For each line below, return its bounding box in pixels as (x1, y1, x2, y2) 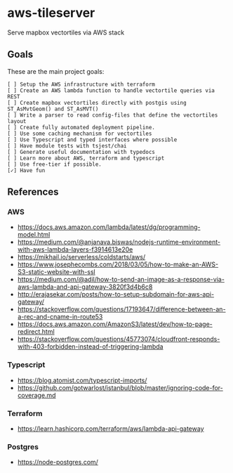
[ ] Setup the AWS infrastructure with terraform (7, 81, 156, 88)
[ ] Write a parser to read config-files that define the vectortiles (7, 111, 218, 119)
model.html (17, 231, 51, 239)
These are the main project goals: (7, 67, 105, 75)
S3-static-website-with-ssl (17, 268, 96, 276)
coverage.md (17, 391, 56, 399)
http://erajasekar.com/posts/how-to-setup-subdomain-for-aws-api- (17, 290, 215, 299)
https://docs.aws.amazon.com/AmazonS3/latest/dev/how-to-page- (17, 320, 213, 328)
